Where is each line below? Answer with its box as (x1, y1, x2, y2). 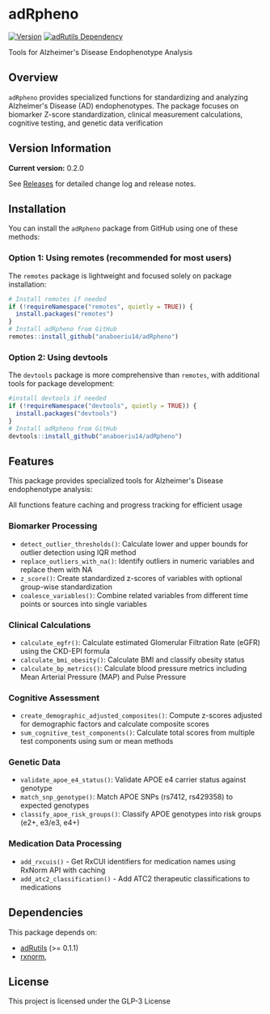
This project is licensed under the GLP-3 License (8, 996, 171, 1006)
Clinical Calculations (8, 619, 91, 630)
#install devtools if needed (8, 394, 107, 403)
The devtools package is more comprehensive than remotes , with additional (8, 370, 260, 380)
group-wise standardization (19, 582, 113, 592)
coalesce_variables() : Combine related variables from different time (19, 590, 249, 600)
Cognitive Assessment (8, 692, 99, 703)
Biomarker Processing (8, 520, 98, 532)
